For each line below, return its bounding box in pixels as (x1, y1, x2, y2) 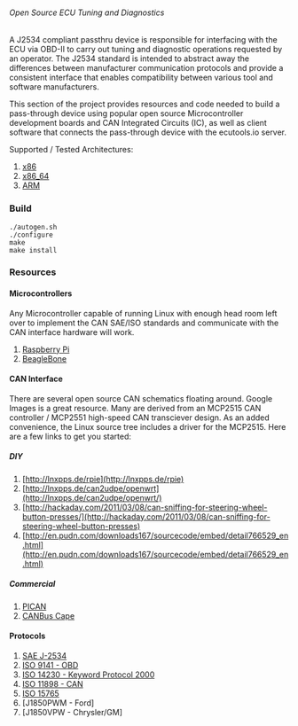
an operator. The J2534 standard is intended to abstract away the (9, 53, 250, 64)
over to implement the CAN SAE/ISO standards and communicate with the (9, 317, 279, 328)
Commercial (9, 579, 56, 589)
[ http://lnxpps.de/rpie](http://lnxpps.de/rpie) (21, 473, 184, 484)
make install (9, 246, 58, 254)
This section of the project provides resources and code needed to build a (9, 98, 280, 110)
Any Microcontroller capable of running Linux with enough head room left (9, 308, 278, 318)
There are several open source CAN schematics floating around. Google (9, 393, 273, 403)
